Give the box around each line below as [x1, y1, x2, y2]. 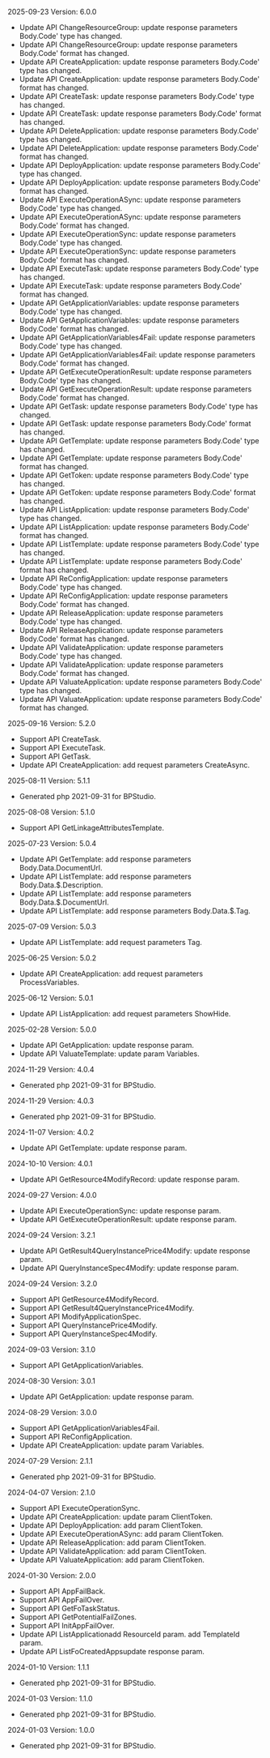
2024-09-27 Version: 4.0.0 [7, 1191, 98, 1200]
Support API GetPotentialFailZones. [19, 1612, 137, 1622]
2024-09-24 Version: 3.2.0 [7, 1279, 98, 1288]
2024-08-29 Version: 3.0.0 [7, 1408, 98, 1417]
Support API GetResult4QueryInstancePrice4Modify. [19, 1303, 195, 1312]
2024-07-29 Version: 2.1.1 [7, 1456, 94, 1465]
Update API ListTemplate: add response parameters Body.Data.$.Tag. [19, 906, 251, 915]
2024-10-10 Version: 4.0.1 [7, 1159, 93, 1168]
